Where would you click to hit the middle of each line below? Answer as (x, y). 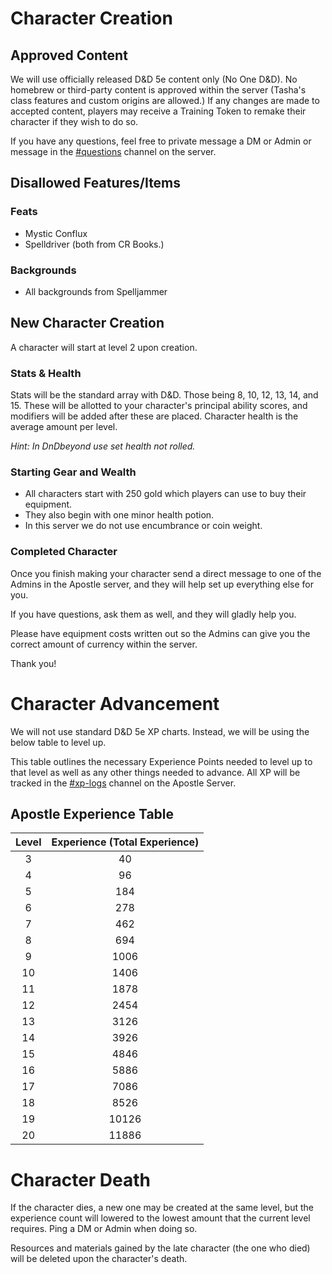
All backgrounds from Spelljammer (96, 291)
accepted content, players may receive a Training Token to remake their (158, 111)
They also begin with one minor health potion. (119, 515)
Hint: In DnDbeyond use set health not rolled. (103, 446)
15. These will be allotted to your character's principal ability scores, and (159, 406)
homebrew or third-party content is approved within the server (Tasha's (158, 90)
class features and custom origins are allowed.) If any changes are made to (165, 100)
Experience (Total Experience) (125, 842)
